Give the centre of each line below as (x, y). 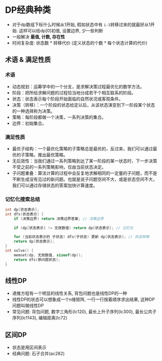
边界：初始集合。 (29, 123)
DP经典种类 (28, 10)
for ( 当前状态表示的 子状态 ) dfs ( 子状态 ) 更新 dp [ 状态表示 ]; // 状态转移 (82, 237)
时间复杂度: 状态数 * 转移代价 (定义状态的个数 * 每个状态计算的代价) (80, 43)
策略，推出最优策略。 (46, 155)
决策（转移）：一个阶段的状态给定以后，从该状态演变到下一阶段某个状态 (83, 105)
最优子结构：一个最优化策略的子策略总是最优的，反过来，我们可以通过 (82, 148)
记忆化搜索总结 (23, 199)
